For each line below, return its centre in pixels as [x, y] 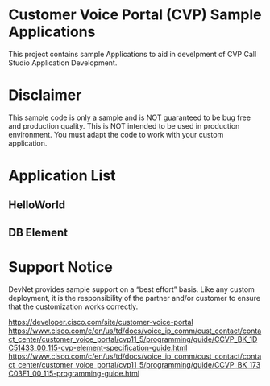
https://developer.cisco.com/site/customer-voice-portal [101, 322]
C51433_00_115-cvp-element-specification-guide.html [98, 347]
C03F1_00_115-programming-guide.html [74, 373]
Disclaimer [45, 95]
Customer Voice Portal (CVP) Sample [135, 15]
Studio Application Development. [63, 63]
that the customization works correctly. [73, 306]
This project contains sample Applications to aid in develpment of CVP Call [133, 54]
